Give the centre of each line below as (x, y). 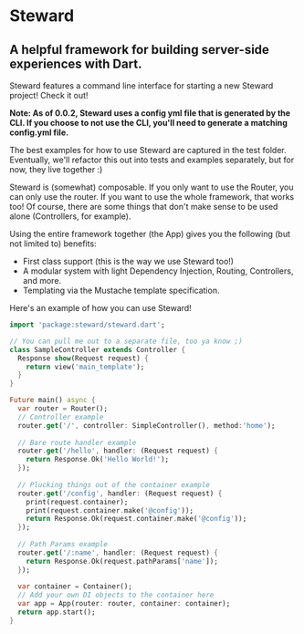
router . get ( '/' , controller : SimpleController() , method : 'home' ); (147, 425)
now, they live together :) (56, 169)
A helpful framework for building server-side (139, 50)
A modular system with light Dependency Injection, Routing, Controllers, (158, 271)
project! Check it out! (49, 95)
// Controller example (61, 417)
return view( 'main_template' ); (85, 367)
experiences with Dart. (76, 63)
